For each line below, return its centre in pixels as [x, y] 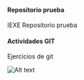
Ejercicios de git [30, 56]
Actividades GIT [31, 41]
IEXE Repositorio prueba [42, 25]
